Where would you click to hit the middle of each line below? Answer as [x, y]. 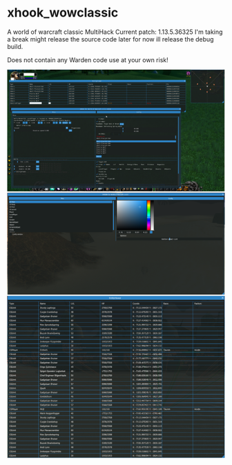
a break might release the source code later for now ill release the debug [110, 39]
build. [15, 46]
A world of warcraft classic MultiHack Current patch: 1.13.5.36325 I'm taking [115, 32]
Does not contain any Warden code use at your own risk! [88, 59]
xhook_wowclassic [63, 13]
